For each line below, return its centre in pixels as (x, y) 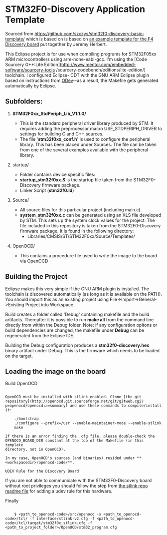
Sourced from (19, 33)
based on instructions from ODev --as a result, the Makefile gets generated (82, 80)
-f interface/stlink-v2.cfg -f (62, 519)
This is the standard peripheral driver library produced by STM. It (86, 123)
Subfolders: (24, 102)
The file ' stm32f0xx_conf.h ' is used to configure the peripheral (85, 139)
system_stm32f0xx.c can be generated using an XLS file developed (90, 215)
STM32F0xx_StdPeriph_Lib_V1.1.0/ (49, 113)
